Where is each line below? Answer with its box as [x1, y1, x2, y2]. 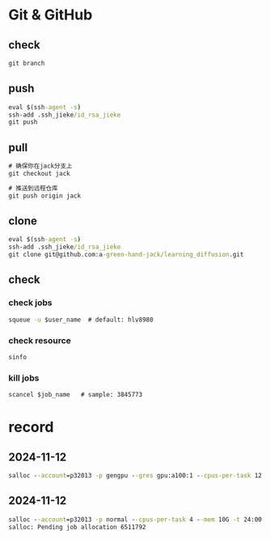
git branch [8, 59, 45, 67]
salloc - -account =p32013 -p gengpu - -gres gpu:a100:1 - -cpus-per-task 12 [8, 471, 263, 479]
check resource [8, 334, 71, 346]
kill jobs [8, 372, 40, 384]
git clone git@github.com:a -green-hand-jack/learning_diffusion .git [8, 251, 244, 259]
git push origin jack [8, 192, 82, 200]
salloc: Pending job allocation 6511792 [8, 523, 147, 531]
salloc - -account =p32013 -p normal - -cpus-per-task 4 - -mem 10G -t [8, 516, 241, 524]
